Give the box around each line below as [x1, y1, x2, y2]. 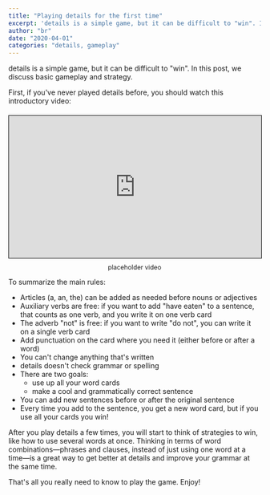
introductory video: [8, 96, 72, 106]
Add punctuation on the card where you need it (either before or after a [19, 335, 255, 345]
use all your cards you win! [19, 412, 109, 421]
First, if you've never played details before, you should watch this [8, 87, 224, 97]
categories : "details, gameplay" [8, 42, 120, 50]
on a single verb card [19, 327, 91, 336]
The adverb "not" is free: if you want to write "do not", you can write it [19, 318, 252, 327]
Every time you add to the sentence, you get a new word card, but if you [19, 403, 259, 413]
